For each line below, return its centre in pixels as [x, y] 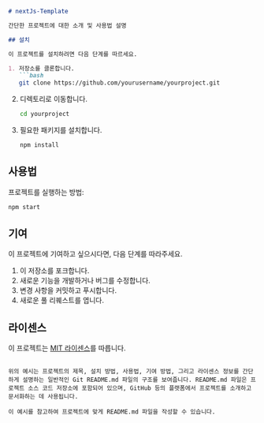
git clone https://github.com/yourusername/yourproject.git [119, 83]
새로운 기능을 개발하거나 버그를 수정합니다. [85, 281]
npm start [24, 207]
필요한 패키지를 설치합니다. [61, 130]
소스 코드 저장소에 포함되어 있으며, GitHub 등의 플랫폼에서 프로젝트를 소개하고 [139, 388]
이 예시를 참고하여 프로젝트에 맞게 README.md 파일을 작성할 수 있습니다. [112, 412]
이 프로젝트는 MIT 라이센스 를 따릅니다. [67, 348]
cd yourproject [45, 114]
